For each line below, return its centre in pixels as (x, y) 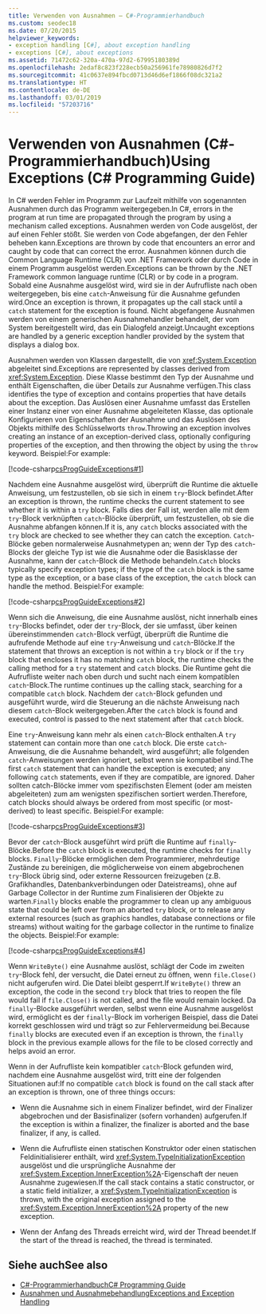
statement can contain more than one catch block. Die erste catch (116, 743)
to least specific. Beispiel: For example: (100, 811)
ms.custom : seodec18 (43, 23)
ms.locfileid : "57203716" (51, 105)
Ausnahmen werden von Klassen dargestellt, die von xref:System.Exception (133, 360)
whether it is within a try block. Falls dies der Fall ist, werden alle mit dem (129, 510)
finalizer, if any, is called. (60, 1133)
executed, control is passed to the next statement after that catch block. (126, 719)
